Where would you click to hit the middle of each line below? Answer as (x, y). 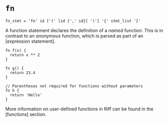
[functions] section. (26, 114)
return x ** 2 (25, 55)
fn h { (12, 90)
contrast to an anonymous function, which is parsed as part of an (74, 36)
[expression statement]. (30, 41)
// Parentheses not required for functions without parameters (74, 86)
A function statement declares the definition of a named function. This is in (84, 30)
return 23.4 (23, 73)
